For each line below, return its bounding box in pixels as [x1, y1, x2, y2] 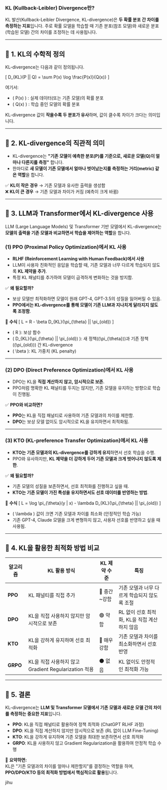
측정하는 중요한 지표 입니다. [10, 711, 62, 717]
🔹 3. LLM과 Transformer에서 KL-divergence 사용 [5, 209, 154, 218]
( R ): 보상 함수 [12, 330, 41, 336]
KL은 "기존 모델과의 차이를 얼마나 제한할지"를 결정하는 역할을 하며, [5, 763, 134, 770]
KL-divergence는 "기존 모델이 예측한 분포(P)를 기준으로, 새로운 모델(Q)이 [12, 153, 155, 159]
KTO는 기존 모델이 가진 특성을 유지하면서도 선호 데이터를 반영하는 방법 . [12, 489, 149, 495]
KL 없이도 [118, 658, 140, 665]
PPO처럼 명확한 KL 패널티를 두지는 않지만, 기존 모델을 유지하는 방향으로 [12, 385, 152, 391]
